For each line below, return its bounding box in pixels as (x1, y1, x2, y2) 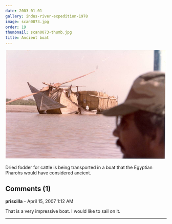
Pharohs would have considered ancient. (5, 169, 91, 176)
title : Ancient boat (5, 35, 50, 40)
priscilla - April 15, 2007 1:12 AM (5, 198, 74, 204)
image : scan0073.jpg (5, 19, 50, 24)
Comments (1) (5, 185, 51, 193)
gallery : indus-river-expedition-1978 (5, 13, 88, 19)
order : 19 (5, 25, 27, 30)
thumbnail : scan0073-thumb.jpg (5, 30, 72, 35)
